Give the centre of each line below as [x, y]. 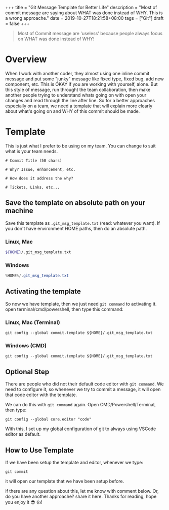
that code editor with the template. [41, 395]
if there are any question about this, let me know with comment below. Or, [82, 491]
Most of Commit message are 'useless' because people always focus [90, 33]
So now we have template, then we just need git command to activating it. [81, 304]
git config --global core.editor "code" [49, 419]
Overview [26, 59]
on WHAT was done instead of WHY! [56, 39]
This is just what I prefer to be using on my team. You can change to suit [80, 146]
